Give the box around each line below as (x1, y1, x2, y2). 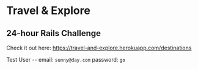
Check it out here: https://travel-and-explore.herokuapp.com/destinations (6, 44, 192, 51)
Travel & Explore (6, 4, 90, 18)
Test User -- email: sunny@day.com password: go (6, 56, 125, 63)
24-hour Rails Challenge (6, 28, 101, 38)
